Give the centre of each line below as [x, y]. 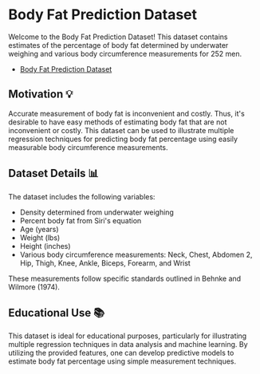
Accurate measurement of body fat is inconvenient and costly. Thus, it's [126, 113]
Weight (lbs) [40, 238]
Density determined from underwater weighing [97, 212]
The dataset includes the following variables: [82, 196]
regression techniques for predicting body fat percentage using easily [123, 139]
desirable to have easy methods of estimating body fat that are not [118, 122]
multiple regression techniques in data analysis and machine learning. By [128, 344]
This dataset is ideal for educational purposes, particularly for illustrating [128, 336]
